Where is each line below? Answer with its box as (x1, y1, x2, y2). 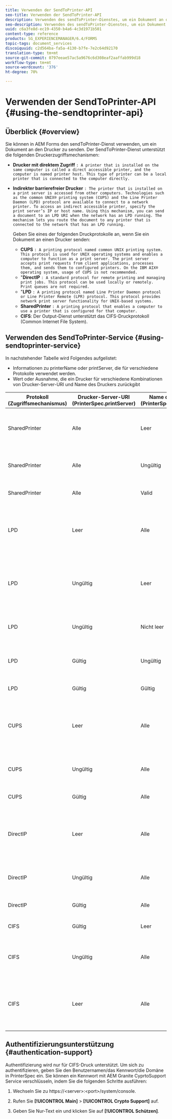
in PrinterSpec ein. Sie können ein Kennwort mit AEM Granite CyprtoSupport (5, 1072, 166, 1078)
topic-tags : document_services (5, 41, 72, 46)
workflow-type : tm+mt (5, 60, 52, 65)
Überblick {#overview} (5, 127, 80, 136)
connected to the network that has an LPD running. (12, 222, 125, 227)
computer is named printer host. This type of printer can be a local (12, 172, 167, 177)
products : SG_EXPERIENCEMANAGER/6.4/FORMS (5, 36, 97, 42)
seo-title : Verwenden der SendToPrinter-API (5, 12, 102, 17)
